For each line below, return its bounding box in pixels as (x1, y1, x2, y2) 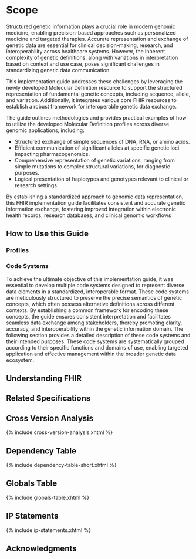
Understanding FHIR (6, 373, 82, 383)
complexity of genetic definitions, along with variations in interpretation (6, 54, 178, 61)
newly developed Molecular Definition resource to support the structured (6, 84, 183, 91)
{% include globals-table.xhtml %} (6, 494, 90, 501)
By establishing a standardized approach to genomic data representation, (6, 193, 184, 200)
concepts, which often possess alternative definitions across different (6, 300, 175, 307)
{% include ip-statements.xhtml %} (6, 526, 91, 534)
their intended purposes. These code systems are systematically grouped (6, 338, 185, 345)
